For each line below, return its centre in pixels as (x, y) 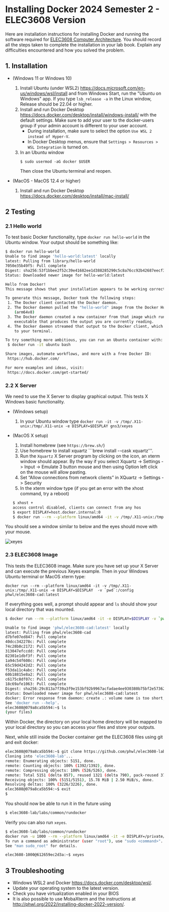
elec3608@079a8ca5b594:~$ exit (38, 789)
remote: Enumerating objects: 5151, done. (50, 761)
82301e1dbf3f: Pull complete (36, 656)
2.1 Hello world (23, 226)
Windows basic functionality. (35, 401)
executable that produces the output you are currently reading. (84, 322)
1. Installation (26, 66)
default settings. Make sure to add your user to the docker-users (87, 120)
